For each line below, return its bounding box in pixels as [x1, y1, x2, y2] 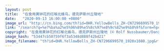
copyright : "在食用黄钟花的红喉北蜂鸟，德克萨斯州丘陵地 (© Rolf [5, 30, 125, 34]
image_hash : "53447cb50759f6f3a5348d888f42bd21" [5, 34, 106, 39]
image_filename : [5, 39, 38, 44]
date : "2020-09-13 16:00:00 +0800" [5, 16, 82, 21]
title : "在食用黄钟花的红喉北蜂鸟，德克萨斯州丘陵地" [5, 12, 103, 17]
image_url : [5, 20, 27, 26]
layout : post [5, 7, 32, 12]
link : [5, 25, 16, 30]
